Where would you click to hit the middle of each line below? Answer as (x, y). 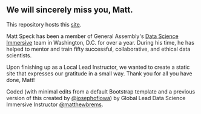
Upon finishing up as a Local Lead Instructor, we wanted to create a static (98, 67)
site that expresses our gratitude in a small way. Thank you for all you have (99, 73)
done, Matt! (21, 80)
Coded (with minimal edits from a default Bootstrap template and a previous (101, 91)
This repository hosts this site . (44, 24)
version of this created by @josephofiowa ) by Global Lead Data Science (96, 98)
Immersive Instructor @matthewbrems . (55, 104)
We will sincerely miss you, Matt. (70, 10)
